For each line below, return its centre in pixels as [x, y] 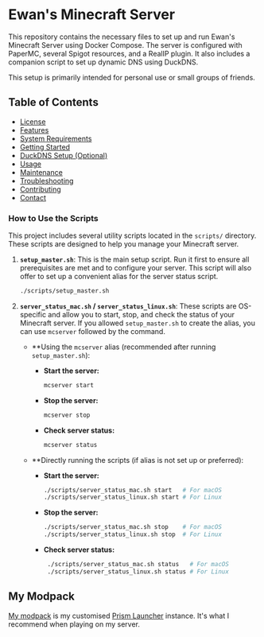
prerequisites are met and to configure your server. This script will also [136, 268]
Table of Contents [54, 102]
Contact [33, 197]
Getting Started [45, 147]
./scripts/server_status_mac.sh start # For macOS [133, 490]
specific [33, 314]
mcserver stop [67, 415]
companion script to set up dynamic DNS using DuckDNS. [103, 62]
